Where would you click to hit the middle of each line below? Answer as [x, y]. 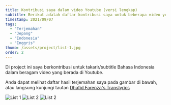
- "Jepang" [21, 33]
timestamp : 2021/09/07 [29, 19]
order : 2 [15, 52]
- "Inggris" [23, 43]
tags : [11, 24]
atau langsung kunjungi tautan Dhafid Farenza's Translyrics [68, 87]
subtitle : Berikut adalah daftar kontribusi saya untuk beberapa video [83, 15]
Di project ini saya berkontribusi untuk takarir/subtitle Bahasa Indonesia [80, 67]
